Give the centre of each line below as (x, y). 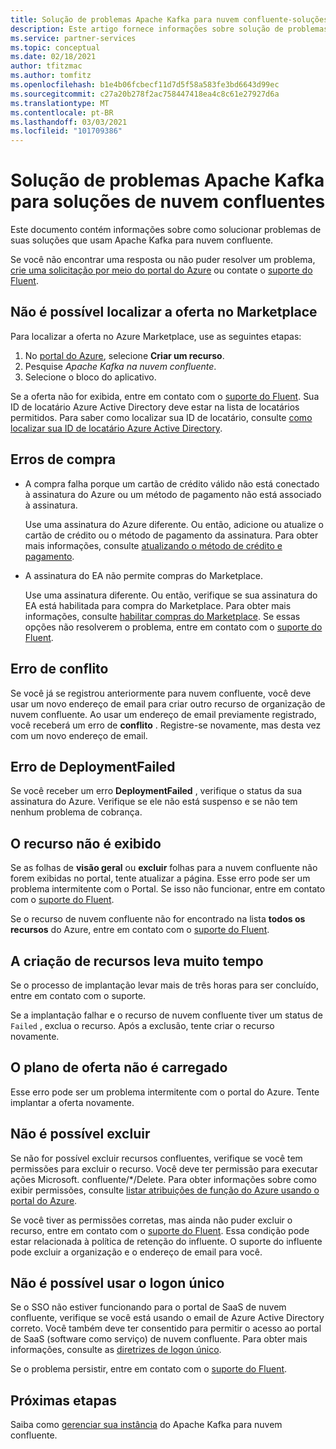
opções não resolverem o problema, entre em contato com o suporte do (173, 627)
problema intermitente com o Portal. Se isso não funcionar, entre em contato (168, 889)
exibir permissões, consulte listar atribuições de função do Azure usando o (165, 1190)
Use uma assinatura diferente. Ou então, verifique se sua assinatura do (171, 595)
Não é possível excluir (80, 1134)
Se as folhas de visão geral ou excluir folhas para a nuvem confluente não (164, 868)
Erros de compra (63, 459)
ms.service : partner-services (73, 38)
